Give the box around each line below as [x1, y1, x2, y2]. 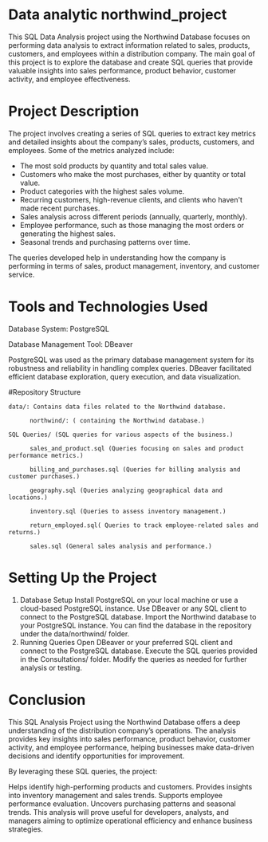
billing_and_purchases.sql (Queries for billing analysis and [29, 465, 241, 474]
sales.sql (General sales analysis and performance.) [29, 542, 213, 550]
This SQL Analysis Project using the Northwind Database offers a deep [8, 717, 241, 726]
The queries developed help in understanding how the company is [8, 253, 227, 262]
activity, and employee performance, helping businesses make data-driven [8, 742, 254, 752]
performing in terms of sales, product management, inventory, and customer [8, 261, 260, 270]
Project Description [8, 102, 140, 120]
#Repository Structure [8, 387, 81, 396]
